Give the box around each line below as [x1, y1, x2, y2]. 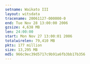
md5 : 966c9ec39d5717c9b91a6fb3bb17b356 [5, 51, 86, 57]
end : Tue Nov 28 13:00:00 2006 [5, 20, 68, 26]
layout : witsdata [5, 12, 40, 16]
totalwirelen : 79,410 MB [5, 38, 55, 43]
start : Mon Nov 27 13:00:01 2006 [5, 34, 73, 39]
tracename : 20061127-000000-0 [5, 16, 66, 21]
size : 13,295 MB [5, 47, 38, 52]
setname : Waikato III [5, 7, 49, 12]
